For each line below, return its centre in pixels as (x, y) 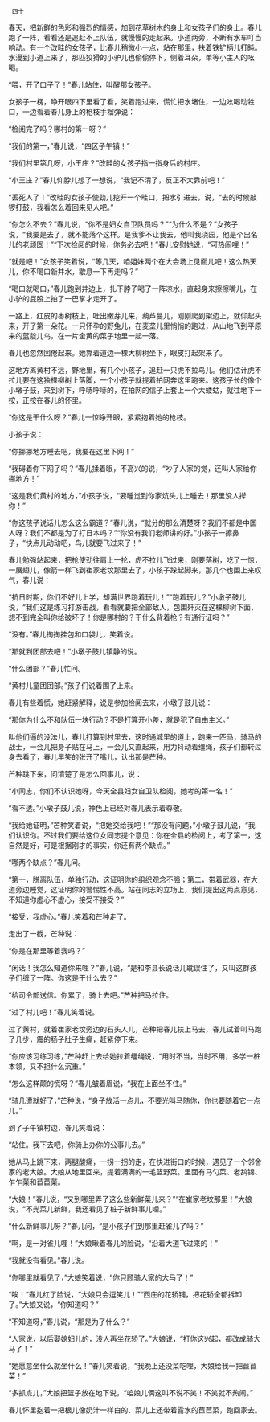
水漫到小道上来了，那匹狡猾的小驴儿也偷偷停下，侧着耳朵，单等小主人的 (128, 57)
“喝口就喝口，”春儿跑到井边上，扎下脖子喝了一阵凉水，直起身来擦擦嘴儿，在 (133, 289)
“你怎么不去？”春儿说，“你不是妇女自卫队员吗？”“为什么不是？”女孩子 (123, 224)
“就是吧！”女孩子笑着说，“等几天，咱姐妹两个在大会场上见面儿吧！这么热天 (133, 261)
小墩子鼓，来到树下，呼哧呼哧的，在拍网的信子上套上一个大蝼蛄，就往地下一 (135, 390)
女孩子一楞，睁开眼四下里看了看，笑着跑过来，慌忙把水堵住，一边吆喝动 (128, 102)
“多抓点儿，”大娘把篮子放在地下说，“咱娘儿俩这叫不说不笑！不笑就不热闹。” (131, 1393)
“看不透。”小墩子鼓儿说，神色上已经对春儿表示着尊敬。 (98, 808)
